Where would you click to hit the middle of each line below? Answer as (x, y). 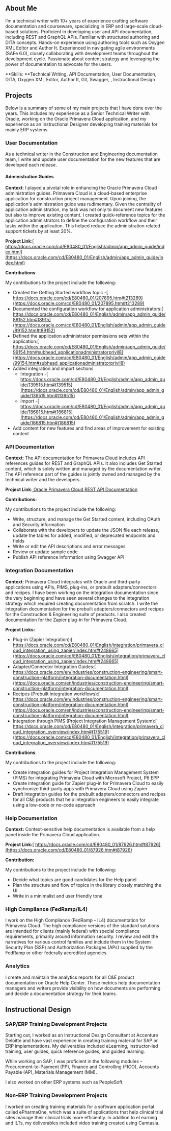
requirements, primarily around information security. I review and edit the (82, 936)
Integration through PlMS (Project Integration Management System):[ (85, 721)
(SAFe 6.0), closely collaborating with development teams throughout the (82, 53)
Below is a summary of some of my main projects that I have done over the (84, 108)
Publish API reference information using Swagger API (68, 557)
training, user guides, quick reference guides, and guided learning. (75, 1051)
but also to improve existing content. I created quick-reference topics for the (85, 215)
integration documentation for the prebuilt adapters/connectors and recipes (85, 609)
